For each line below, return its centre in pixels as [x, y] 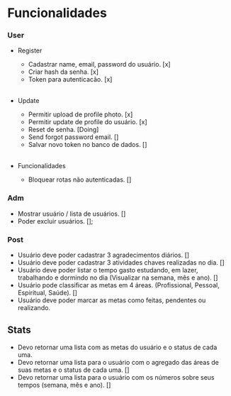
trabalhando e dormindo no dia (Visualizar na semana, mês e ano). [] [118, 277]
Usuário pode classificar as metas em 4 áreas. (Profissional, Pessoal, [118, 285]
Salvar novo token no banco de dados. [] [88, 145]
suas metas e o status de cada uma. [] [73, 370]
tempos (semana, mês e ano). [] [64, 385]
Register [30, 50]
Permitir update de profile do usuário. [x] [88, 122]
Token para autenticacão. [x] [70, 79]
